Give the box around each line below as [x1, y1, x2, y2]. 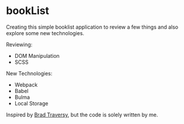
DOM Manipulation [14, 52, 60, 59]
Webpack [14, 81, 38, 88]
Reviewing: [6, 41, 33, 48]
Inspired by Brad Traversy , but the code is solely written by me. [6, 111, 158, 118]
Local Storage [14, 99, 48, 106]
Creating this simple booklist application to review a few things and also [6, 23, 179, 30]
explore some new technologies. [6, 29, 85, 36]
